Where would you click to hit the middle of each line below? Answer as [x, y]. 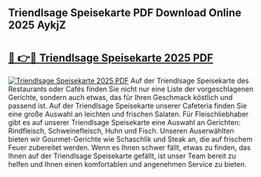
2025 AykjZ [37, 26]
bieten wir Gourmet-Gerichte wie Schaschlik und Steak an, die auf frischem [130, 139]
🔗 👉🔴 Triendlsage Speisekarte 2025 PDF [111, 58]
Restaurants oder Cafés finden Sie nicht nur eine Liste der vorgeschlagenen [131, 89]
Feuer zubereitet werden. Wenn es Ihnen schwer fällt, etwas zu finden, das [130, 147]
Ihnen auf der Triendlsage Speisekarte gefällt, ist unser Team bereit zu [122, 156]
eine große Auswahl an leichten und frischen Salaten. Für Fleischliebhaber [129, 114]
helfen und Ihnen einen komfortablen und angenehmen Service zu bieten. [127, 164]
